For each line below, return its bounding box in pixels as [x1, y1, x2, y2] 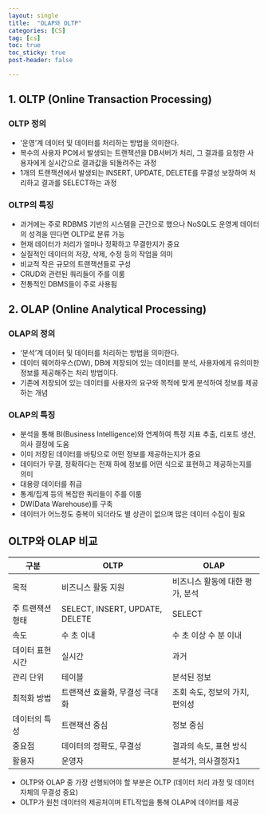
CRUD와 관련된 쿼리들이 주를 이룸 [19, 269, 125, 279]
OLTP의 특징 [8, 200, 54, 211]
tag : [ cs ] [8, 34, 41, 42]
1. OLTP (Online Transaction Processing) [8, 93, 213, 106]
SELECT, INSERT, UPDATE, [61, 603, 163, 614]
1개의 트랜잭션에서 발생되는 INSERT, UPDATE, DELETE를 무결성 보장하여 [19, 168, 248, 177]
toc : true [8, 41, 41, 49]
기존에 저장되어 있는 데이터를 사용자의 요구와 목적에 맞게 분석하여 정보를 [19, 377, 244, 387]
